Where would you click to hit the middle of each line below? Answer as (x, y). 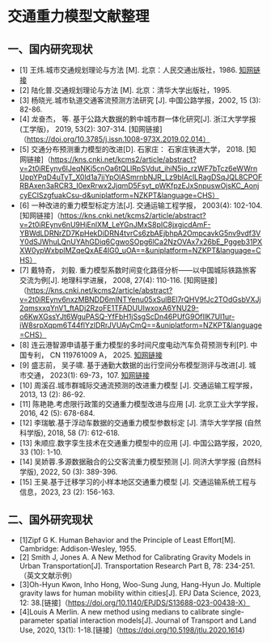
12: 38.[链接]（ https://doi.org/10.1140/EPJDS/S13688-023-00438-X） (135, 603)
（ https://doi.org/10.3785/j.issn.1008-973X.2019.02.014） (114, 139)
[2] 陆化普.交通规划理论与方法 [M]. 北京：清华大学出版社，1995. (125, 90)
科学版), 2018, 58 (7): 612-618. (70, 433)
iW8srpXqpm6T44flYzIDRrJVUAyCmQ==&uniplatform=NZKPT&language (140, 325)
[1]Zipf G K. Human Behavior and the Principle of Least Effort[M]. (127, 539)
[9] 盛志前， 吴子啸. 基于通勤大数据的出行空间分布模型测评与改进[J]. (133, 365)
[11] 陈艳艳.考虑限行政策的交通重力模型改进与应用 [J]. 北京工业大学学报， (141, 404)
